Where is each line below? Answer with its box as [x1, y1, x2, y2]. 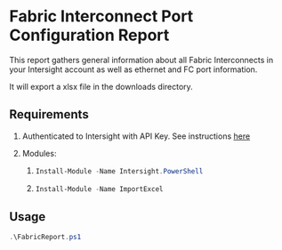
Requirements [9, 107, 89, 122]
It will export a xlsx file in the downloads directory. [9, 81, 193, 92]
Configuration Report [9, 25, 170, 45]
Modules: [21, 148, 57, 158]
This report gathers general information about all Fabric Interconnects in [9, 54, 274, 65]
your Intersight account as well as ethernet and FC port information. [9, 64, 258, 75]
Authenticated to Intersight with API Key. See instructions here [21, 131, 251, 141]
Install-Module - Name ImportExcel [35, 184, 164, 193]
